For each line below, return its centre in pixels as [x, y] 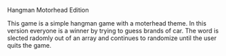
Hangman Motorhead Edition [48, 10]
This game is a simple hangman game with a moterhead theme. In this [107, 23]
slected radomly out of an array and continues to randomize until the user [112, 38]
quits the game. [29, 45]
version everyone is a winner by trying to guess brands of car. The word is [113, 31]
